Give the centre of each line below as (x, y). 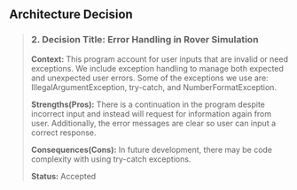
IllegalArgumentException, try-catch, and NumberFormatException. (154, 87)
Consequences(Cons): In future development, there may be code (152, 149)
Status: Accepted (63, 176)
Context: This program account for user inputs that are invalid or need (159, 59)
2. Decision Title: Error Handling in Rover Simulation (145, 40)
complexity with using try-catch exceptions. (111, 159)
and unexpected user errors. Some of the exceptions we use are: (149, 78)
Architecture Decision (71, 15)
